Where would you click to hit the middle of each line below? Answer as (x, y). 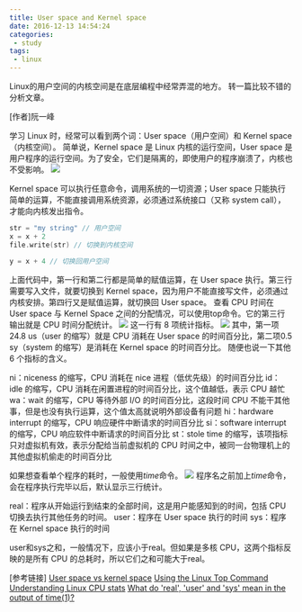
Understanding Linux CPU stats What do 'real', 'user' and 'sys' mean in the (147, 588)
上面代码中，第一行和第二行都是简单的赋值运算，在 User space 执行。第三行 (151, 279)
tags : (19, 51)
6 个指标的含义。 (40, 358)
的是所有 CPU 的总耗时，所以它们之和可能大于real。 (113, 558)
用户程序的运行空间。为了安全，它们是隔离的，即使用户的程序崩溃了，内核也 (151, 158)
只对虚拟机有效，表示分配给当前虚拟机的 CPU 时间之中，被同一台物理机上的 (150, 445)
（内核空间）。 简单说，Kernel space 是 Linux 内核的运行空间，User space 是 (151, 147)
